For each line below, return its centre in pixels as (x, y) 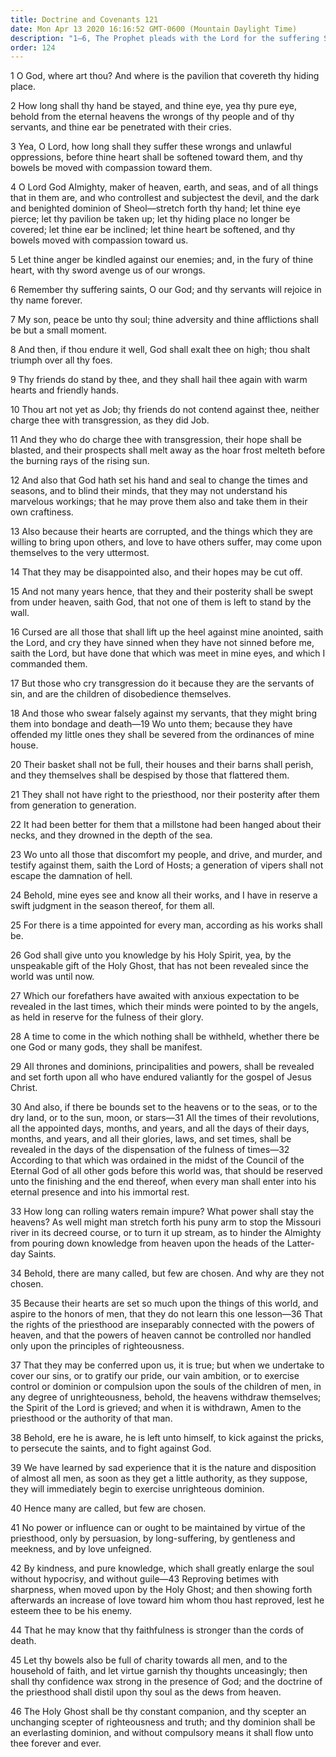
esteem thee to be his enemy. (71, 1611)
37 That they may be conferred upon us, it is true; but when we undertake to (167, 1365)
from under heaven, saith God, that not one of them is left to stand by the (161, 602)
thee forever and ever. (56, 1743)
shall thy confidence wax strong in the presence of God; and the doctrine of (166, 1682)
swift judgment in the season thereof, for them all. (112, 906)
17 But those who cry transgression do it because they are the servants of (162, 683)
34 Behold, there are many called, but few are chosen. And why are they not (167, 1273)
